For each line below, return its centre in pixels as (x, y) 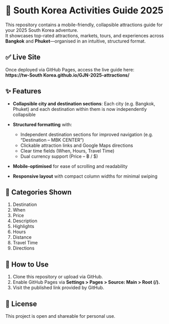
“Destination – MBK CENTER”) (52, 140)
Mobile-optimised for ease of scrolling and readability (70, 166)
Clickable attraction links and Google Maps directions (77, 145)
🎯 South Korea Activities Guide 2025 (84, 11)
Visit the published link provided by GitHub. (58, 288)
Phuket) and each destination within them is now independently (80, 109)
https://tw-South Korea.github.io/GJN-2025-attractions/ (67, 75)
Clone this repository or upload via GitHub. (58, 277)
